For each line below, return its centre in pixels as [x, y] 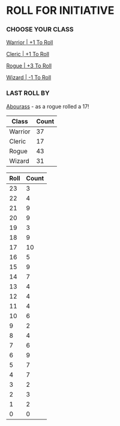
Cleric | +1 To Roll [28, 54]
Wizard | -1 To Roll [29, 78]
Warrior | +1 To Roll [30, 42]
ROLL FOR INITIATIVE [60, 11]
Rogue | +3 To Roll [29, 66]
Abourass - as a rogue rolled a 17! [48, 106]
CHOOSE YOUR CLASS [40, 30]
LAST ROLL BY [28, 93]
